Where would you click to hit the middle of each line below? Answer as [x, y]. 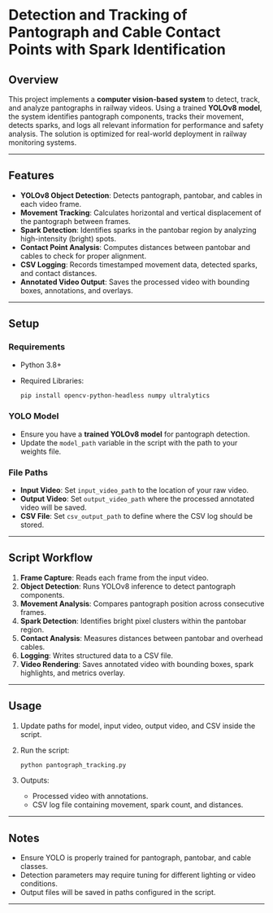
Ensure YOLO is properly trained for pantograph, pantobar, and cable [136, 858]
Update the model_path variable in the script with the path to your [129, 442]
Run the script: [45, 750]
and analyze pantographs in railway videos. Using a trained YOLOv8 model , [135, 108]
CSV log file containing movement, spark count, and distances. [138, 805]
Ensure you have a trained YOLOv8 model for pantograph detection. [135, 434]
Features [31, 176]
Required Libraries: [52, 380]
